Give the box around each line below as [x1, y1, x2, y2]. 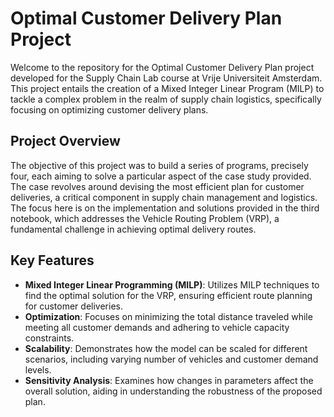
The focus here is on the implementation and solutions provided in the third [10, 202, 320, 214]
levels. [24, 363, 52, 376]
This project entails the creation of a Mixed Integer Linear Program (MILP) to [10, 82, 325, 94]
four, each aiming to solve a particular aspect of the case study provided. [10, 170, 312, 182]
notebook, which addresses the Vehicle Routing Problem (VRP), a [10, 212, 280, 224]
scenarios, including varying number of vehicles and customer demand [24, 353, 319, 365]
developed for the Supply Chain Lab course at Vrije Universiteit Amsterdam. [10, 72, 323, 84]
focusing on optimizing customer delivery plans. [10, 103, 209, 116]
